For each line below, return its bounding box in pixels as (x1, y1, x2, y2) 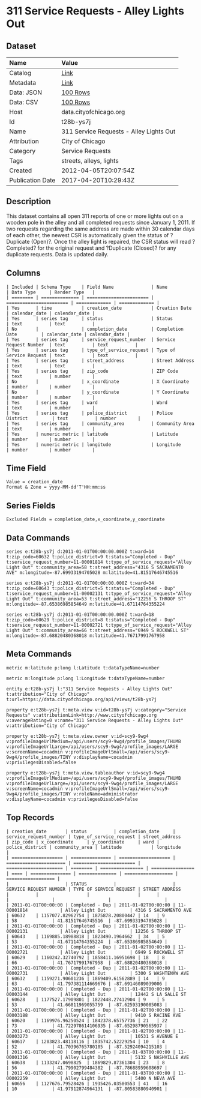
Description (6, 196, 51, 207)
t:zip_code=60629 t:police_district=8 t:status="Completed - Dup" (6, 617, 176, 623)
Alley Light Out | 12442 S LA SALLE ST (65, 991, 187, 997)
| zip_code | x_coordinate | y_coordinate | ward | (6, 839, 160, 845)
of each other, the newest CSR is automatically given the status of (6, 231, 169, 238)
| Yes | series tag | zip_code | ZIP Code (6, 368, 179, 374)
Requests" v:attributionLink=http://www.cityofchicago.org (6, 712, 157, 718)
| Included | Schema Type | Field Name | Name (6, 284, 168, 290)
